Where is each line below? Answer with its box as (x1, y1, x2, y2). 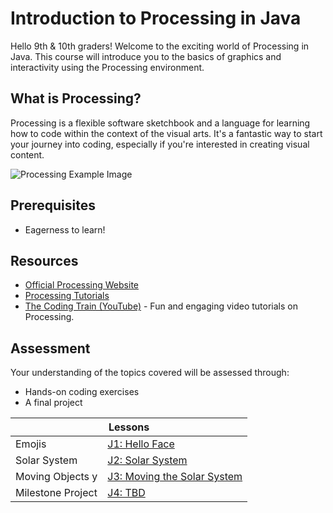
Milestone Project (15, 486, 98, 500)
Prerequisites (10, 197, 96, 214)
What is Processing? (10, 90, 142, 107)
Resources (10, 252, 79, 269)
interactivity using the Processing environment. (10, 61, 205, 73)
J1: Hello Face (107, 437, 175, 451)
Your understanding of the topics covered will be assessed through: (10, 367, 290, 379)
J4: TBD (107, 486, 146, 500)
